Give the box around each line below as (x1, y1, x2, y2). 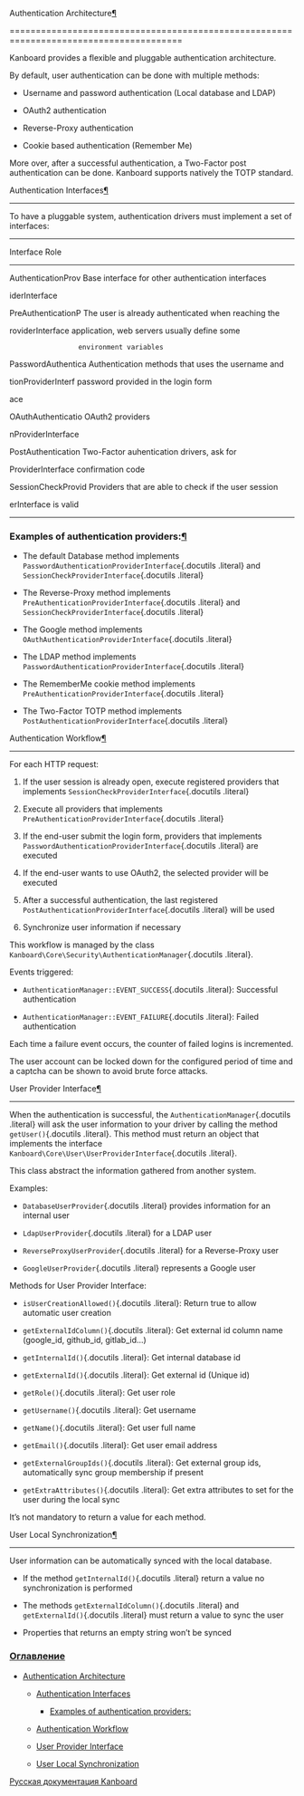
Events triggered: (9, 966, 74, 977)
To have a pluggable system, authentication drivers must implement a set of (9, 211, 292, 221)
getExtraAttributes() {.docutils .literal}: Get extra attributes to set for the (22, 1484, 294, 1495)
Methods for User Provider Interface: (9, 1281, 147, 1292)
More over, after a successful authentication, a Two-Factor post (9, 158, 247, 168)
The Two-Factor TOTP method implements (22, 706, 183, 716)
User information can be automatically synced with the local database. (9, 1555, 272, 1566)
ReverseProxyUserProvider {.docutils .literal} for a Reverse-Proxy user (22, 1245, 279, 1256)
